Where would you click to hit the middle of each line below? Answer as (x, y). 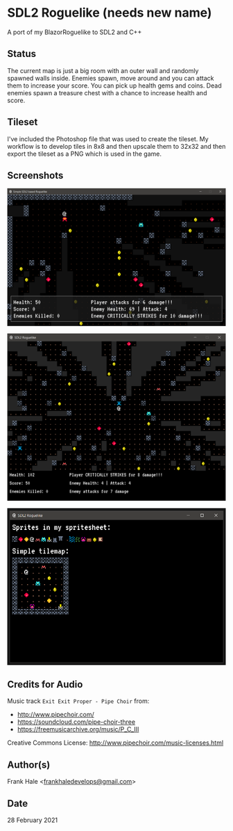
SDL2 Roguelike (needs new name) (110, 13)
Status (22, 54)
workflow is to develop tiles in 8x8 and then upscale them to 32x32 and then (116, 146)
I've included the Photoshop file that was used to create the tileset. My (108, 139)
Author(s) (29, 765)
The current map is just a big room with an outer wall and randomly (103, 70)
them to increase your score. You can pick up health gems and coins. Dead (114, 86)
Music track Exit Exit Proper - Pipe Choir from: (78, 701)
